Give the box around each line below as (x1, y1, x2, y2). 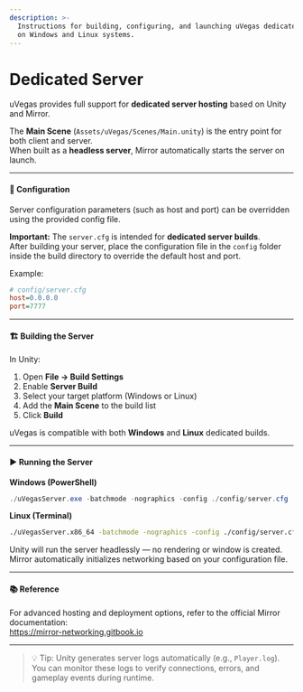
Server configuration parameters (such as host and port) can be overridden (9, 204, 290, 215)
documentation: (9, 616, 69, 628)
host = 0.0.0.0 (9, 294, 59, 303)
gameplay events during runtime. (31, 672, 155, 683)
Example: (9, 267, 44, 278)
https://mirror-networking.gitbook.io (9, 626, 143, 637)
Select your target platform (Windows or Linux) (22, 390, 197, 402)
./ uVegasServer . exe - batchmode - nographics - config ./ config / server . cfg (9, 494, 289, 503)
